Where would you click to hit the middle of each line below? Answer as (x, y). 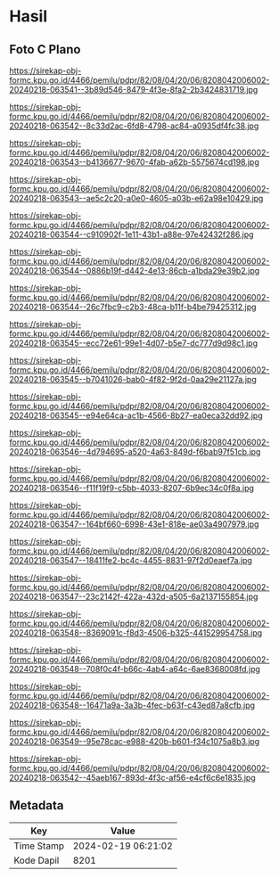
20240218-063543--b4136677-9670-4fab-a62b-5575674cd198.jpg (135, 162)
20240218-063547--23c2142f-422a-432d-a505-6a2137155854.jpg (134, 596)
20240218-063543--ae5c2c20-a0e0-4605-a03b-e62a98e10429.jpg (136, 198)
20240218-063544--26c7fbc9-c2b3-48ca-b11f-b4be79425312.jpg (133, 307)
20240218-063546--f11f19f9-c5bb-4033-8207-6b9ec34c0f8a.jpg (131, 488)
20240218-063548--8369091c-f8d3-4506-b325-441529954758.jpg (136, 633)
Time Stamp (39, 846)
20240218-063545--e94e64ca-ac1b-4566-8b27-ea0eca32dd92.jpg (136, 415)
